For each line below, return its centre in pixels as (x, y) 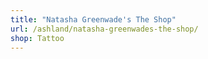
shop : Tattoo (37, 38)
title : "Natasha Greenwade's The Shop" (93, 19)
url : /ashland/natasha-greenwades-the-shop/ (104, 29)
